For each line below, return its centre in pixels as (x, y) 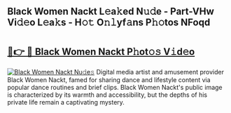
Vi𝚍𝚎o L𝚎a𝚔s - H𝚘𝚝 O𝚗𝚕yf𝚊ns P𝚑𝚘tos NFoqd (109, 23)
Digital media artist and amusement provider (160, 72)
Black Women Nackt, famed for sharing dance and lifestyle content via (109, 80)
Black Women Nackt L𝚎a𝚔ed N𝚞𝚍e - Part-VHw (111, 12)
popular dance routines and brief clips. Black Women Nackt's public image (115, 87)
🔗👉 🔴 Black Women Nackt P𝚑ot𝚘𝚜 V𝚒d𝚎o (101, 52)
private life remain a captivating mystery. (66, 102)
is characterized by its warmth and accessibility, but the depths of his (107, 95)
